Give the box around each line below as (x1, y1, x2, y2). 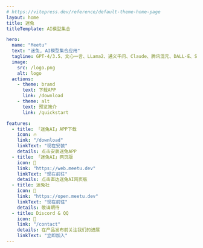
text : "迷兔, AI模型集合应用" (11, 48, 80, 54)
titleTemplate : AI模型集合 (6, 25, 71, 32)
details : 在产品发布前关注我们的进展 (17, 227, 100, 233)
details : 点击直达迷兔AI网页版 (17, 176, 88, 183)
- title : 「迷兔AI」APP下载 (11, 126, 77, 132)
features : (6, 120, 31, 127)
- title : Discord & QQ (11, 210, 69, 216)
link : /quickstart (22, 109, 69, 115)
